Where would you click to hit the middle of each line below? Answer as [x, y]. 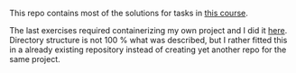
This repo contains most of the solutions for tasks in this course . [129, 13]
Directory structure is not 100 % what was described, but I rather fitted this [148, 40]
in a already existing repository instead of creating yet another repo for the [148, 50]
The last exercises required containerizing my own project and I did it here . [148, 30]
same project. [35, 59]
